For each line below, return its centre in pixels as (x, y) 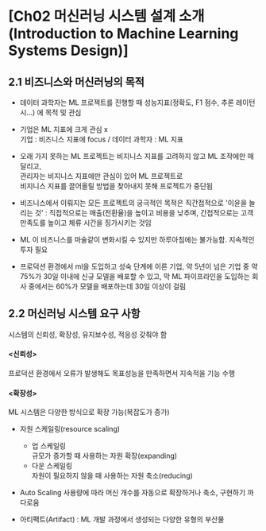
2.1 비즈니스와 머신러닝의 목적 (77, 81)
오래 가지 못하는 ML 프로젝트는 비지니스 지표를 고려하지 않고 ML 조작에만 (133, 156)
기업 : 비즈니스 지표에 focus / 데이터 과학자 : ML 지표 (102, 139)
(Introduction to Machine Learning (123, 34)
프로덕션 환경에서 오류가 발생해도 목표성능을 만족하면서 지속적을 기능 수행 (122, 374)
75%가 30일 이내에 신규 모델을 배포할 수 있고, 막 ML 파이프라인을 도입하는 (135, 276)
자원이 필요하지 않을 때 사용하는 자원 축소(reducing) (112, 476)
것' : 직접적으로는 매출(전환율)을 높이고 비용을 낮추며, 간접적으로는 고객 (144, 213)
